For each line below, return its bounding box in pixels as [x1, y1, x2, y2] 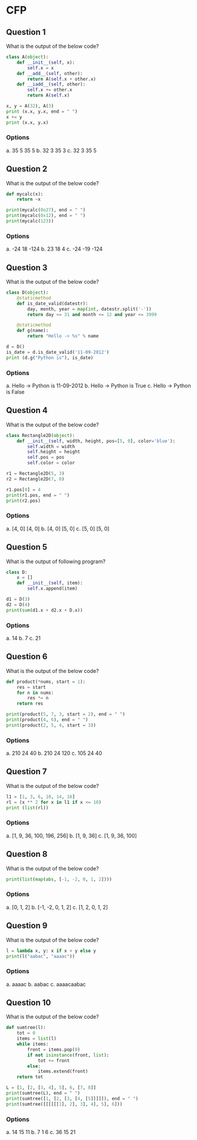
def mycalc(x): [6, 191, 44, 197]
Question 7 [6, 767, 47, 777]
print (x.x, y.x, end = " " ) [6, 109, 78, 114]
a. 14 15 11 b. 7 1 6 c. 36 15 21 [6, 1129, 75, 1136]
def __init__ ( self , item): [17, 580, 83, 586]
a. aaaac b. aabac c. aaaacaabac [6, 980, 86, 988]
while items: [17, 1042, 49, 1047]
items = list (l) [17, 1036, 57, 1042]
